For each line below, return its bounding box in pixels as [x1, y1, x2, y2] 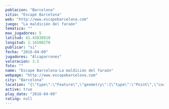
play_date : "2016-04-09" [5, 91, 57, 96]
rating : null [5, 96, 33, 101]
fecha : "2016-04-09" [5, 49, 49, 54]
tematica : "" [5, 26, 33, 31]
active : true [5, 86, 33, 92]
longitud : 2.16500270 [5, 40, 51, 45]
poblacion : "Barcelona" [5, 7, 55, 13]
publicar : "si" [5, 45, 37, 50]
